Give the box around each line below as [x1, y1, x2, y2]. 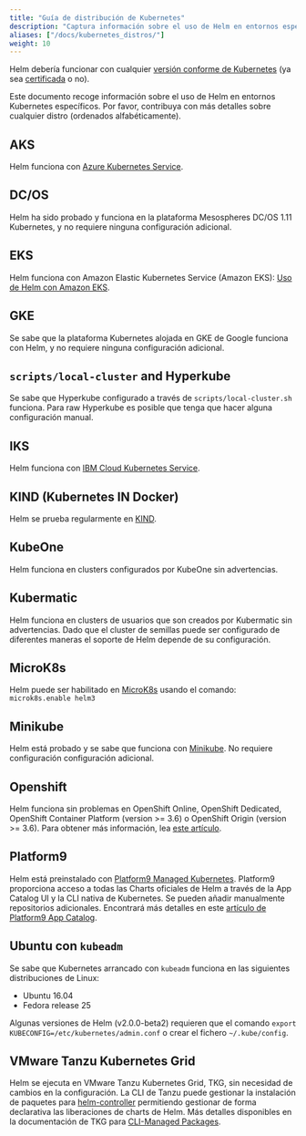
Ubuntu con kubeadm [9, 938, 123, 954]
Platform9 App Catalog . [9, 912, 97, 923]
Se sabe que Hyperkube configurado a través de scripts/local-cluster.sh [9, 393, 293, 404]
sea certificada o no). [9, 74, 90, 85]
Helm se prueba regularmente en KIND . [9, 512, 158, 524]
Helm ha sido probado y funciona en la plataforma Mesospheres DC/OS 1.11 [9, 212, 292, 222]
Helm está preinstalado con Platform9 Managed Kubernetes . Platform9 [9, 873, 275, 884]
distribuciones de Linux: [9, 972, 100, 983]
